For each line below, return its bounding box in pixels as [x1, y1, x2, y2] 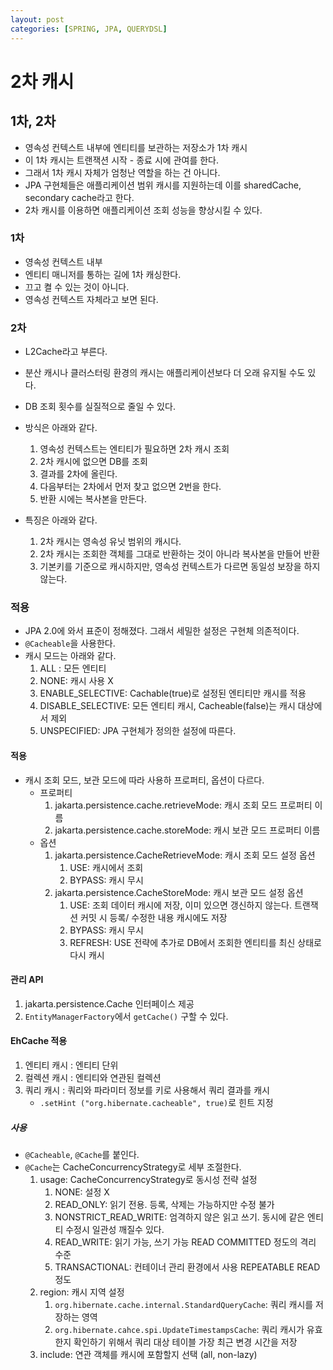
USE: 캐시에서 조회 [69, 861, 144, 873]
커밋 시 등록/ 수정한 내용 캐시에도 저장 [80, 911, 228, 923]
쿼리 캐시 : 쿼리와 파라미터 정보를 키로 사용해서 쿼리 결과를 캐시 [24, 1084, 270, 1096]
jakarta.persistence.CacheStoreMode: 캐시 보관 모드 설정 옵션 [54, 886, 304, 898]
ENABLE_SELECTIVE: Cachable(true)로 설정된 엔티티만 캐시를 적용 [39, 687, 307, 700]
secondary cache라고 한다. [24, 191, 135, 203]
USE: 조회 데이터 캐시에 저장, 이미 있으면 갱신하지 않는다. [69, 899, 292, 911]
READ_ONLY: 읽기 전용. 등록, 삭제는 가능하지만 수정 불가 [54, 1198, 275, 1210]
